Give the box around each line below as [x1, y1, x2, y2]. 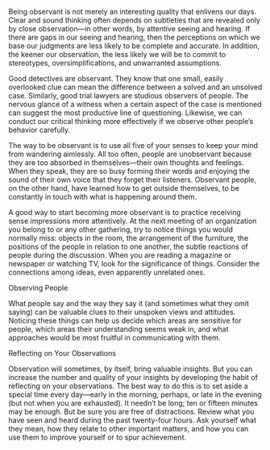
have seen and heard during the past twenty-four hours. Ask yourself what [8, 415, 256, 425]
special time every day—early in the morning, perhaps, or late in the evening [8, 390, 262, 399]
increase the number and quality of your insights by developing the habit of [8, 373, 258, 382]
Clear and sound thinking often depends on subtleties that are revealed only [8, 15, 260, 25]
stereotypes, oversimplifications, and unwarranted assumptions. [8, 58, 222, 68]
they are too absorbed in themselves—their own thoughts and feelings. [8, 158, 244, 167]
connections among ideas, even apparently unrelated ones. [8, 267, 206, 277]
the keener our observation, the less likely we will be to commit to [8, 50, 226, 59]
